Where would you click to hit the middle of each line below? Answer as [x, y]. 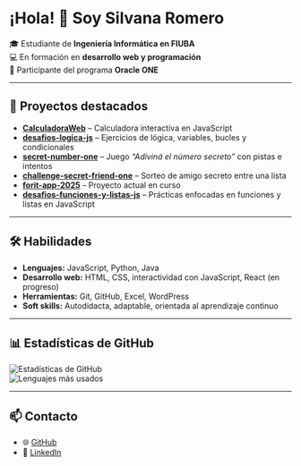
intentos [37, 165]
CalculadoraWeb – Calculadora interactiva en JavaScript [127, 128]
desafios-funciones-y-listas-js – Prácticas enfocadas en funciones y [151, 194]
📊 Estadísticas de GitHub [82, 343]
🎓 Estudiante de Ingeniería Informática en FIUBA [102, 43]
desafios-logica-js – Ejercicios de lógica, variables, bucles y [134, 137]
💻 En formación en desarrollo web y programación [105, 56]
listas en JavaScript [59, 204]
